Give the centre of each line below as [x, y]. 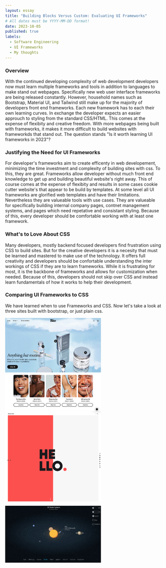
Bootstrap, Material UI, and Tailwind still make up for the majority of [74, 102]
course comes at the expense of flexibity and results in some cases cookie [82, 185]
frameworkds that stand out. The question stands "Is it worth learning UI [79, 134]
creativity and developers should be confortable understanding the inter [79, 261]
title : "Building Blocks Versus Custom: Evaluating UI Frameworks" [76, 16]
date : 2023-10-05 [23, 26]
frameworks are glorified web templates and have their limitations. [73, 195]
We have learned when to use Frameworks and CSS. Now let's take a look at [83, 305]
